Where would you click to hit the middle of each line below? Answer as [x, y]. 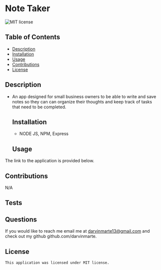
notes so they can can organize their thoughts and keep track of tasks [82, 101]
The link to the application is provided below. [50, 161]
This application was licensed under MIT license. [57, 263]
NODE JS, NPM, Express [44, 134]
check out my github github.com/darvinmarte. [51, 236]
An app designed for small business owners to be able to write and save [84, 96]
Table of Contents [33, 37]
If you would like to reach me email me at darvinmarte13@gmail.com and [78, 231]
